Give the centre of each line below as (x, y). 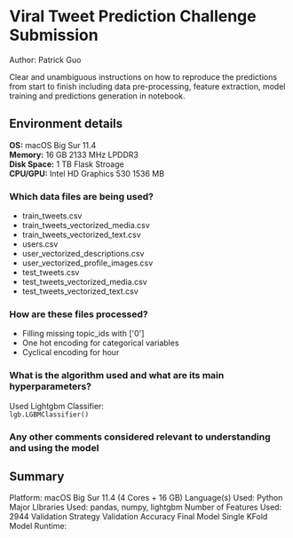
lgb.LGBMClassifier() (49, 415)
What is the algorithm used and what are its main (117, 376)
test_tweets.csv (51, 273)
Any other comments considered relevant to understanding (140, 437)
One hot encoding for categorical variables (100, 343)
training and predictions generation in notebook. (97, 96)
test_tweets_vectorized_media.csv (85, 282)
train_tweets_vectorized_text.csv (82, 235)
